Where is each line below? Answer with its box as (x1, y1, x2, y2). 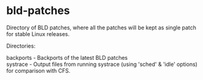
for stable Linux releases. (6, 30, 70, 37)
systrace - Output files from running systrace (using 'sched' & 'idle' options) (6, 60, 198, 68)
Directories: (6, 42, 35, 49)
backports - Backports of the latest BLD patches (6, 54, 128, 61)
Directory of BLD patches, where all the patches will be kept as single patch (6, 24, 197, 31)
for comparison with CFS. (6, 67, 71, 74)
